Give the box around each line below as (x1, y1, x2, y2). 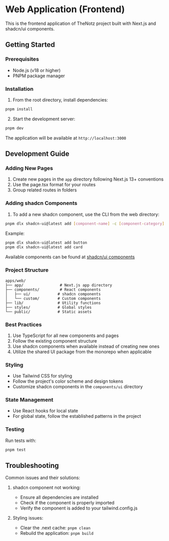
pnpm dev (5, 125, 24, 130)
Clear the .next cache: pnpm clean (20, 525, 91, 531)
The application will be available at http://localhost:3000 (5, 134, 126, 141)
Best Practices (5, 321, 42, 328)
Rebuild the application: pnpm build (20, 530, 94, 536)
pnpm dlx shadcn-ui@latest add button (5, 240, 87, 245)
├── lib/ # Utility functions (5, 300, 101, 306)
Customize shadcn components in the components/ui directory (12, 384, 143, 390)
